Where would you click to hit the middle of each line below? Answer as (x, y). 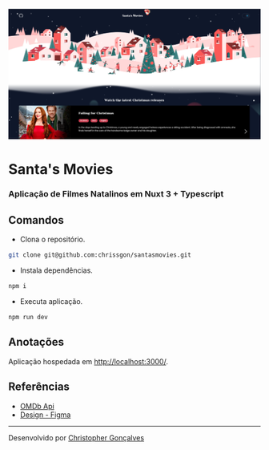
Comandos (36, 220)
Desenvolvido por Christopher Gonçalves (76, 437)
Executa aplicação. (51, 302)
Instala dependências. (56, 270)
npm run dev (28, 318)
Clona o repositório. (52, 239)
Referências (39, 387)
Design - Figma (45, 415)
